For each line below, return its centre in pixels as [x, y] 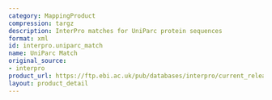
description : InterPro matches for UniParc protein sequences [115, 31]
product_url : [30, 76]
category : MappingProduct [52, 16]
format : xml [28, 38]
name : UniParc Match [43, 53]
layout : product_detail [49, 83]
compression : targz [41, 23]
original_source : [38, 61]
